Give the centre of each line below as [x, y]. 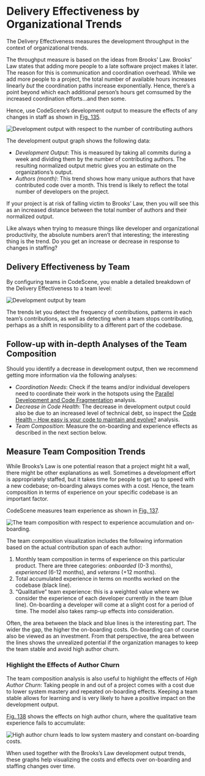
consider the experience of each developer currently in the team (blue [104, 599]
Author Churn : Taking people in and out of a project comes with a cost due [100, 685]
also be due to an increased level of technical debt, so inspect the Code [106, 413]
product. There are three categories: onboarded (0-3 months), [94, 566]
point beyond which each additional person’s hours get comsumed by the [99, 92]
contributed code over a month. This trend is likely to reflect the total [102, 185]
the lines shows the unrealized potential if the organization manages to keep [102, 643]
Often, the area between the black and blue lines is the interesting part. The [102, 623]
